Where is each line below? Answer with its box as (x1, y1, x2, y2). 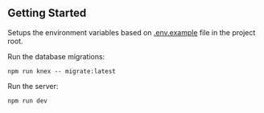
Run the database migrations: (7, 51, 105, 61)
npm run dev (7, 96, 47, 105)
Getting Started (7, 6, 87, 20)
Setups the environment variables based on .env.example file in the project (7, 27, 256, 37)
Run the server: (7, 81, 59, 91)
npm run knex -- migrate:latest (7, 67, 116, 75)
